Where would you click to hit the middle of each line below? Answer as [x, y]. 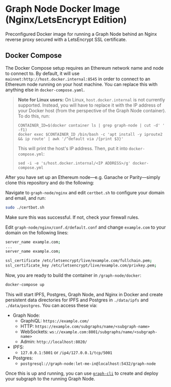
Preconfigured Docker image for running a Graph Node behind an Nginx [81, 34]
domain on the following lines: [37, 232]
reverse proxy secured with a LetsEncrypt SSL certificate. [66, 39]
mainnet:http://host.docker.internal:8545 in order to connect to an [78, 79]
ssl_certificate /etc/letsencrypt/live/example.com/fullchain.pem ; [79, 261]
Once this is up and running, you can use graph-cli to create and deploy [82, 373]
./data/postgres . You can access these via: [51, 305]
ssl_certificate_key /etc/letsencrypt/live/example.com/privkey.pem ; [81, 266]
